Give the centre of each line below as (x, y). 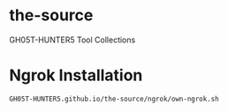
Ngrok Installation (76, 75)
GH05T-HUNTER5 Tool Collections (72, 40)
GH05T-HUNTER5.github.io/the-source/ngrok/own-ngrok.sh (114, 99)
